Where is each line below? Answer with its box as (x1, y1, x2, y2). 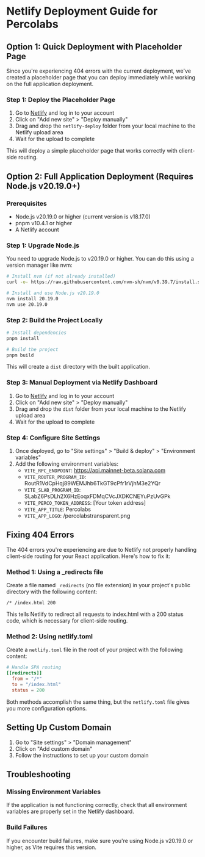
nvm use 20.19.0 (6, 301, 48, 308)
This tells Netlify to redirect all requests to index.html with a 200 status (6, 610, 184, 618)
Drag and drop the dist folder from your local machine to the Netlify (15, 405, 187, 413)
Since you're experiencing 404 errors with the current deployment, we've (6, 67, 191, 74)
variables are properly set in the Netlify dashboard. (6, 808, 134, 815)
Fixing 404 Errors (6, 530, 74, 540)
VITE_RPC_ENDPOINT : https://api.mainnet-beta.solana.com (24, 467, 166, 474)
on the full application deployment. (6, 81, 94, 87)
